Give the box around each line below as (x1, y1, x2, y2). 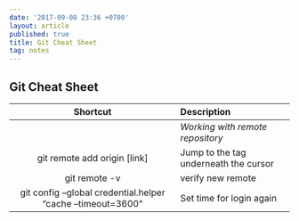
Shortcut (73, 105, 112, 118)
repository (180, 131, 224, 143)
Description (180, 105, 231, 118)
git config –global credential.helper (20, 186, 166, 199)
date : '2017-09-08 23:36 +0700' (9, 12, 129, 22)
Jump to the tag (180, 146, 246, 159)
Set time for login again (180, 192, 278, 204)
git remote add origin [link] (36, 151, 149, 164)
